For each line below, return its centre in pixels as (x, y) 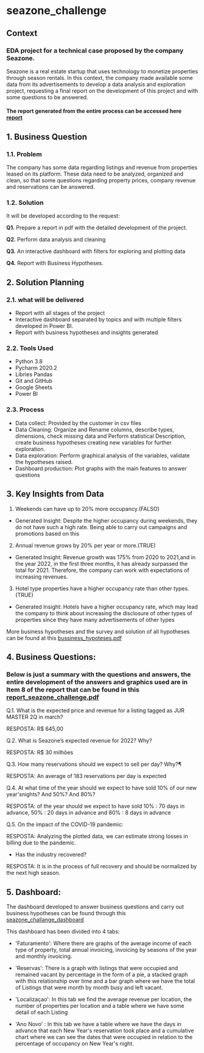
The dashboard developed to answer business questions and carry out (95, 907)
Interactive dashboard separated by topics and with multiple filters (98, 319)
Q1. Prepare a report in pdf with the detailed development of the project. (97, 228)
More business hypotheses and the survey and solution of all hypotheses (98, 631)
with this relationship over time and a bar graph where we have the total (105, 981)
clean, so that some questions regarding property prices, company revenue (101, 180)
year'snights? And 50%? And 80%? (51, 794)
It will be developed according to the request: (63, 216)
